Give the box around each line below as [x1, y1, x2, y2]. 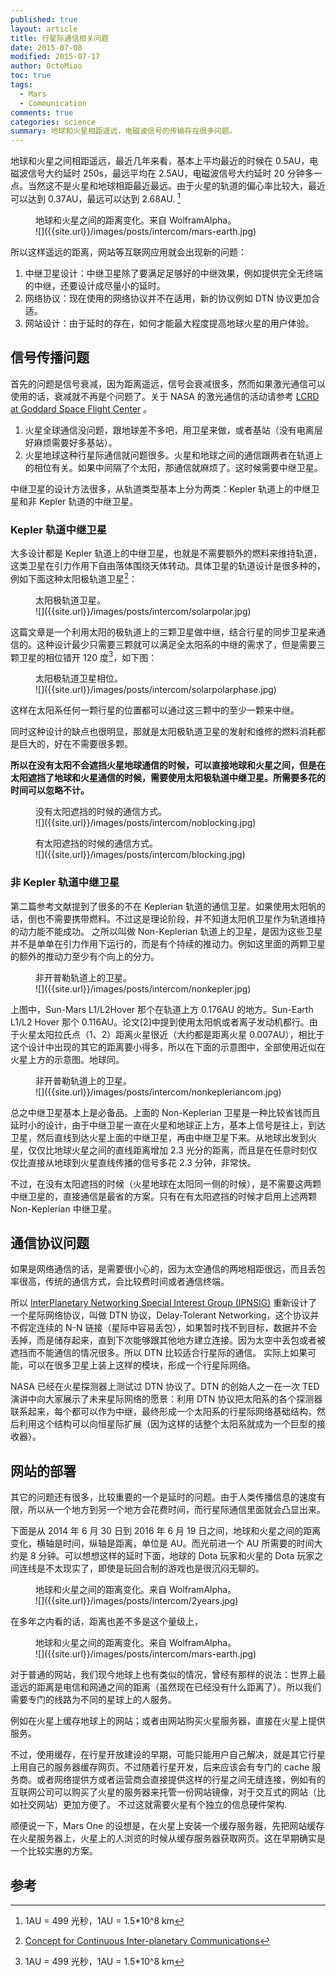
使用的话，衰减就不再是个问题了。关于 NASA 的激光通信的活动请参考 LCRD [10, 390, 320, 402]
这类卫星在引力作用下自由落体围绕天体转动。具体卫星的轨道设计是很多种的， [10, 559, 326, 571]
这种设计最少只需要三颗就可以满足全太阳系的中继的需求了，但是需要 [36, 638, 317, 650]
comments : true [10, 107, 74, 118]
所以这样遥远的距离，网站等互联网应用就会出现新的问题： [10, 246, 247, 258]
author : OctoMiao [10, 61, 83, 71]
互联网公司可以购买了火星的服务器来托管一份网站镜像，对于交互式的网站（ [10, 1786, 317, 1798]
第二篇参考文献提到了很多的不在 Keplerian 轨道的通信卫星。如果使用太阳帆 [10, 900, 317, 912]
